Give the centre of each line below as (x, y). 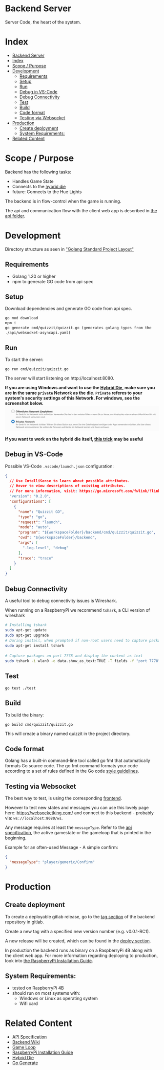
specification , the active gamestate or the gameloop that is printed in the (78, 833)
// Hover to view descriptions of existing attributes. (67, 486)
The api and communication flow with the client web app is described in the (81, 210)
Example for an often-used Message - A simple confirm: (61, 847)
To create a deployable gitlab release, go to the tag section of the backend (80, 916)
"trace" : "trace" (36, 558)
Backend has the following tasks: (38, 172)
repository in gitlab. (25, 922)
